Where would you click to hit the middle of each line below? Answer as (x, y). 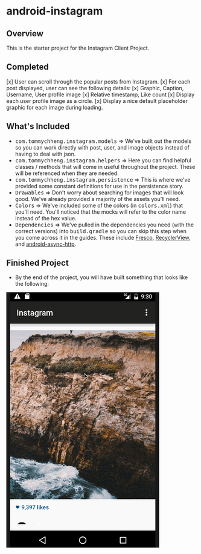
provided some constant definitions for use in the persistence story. (99, 186)
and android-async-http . (46, 244)
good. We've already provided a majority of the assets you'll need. (97, 199)
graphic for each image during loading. (55, 107)
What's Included (38, 126)
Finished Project (38, 263)
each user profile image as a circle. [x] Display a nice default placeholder (97, 101)
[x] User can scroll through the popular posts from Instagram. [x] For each (98, 81)
